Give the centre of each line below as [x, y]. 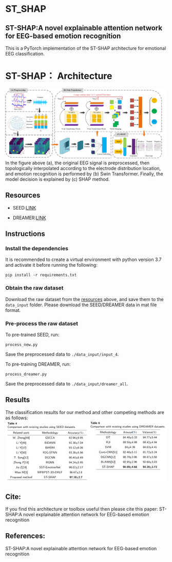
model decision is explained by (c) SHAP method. [58, 179]
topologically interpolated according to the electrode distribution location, [83, 168]
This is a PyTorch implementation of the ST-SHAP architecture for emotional [86, 48]
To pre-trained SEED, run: [32, 335]
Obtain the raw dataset [34, 288]
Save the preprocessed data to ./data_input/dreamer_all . [67, 384]
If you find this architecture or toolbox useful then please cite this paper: [82, 509]
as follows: [17, 418]
